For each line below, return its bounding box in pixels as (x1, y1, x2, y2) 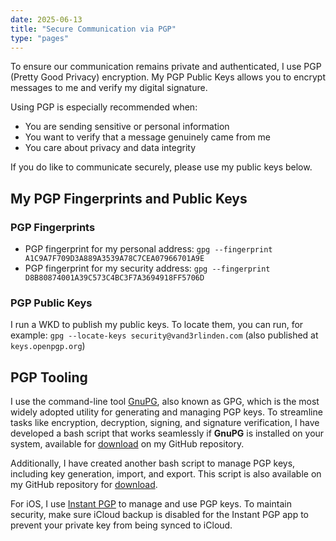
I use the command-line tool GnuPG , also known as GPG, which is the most (10, 396, 320, 408)
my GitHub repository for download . (10, 479, 158, 491)
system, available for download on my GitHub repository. (10, 438, 245, 450)
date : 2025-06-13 (10, 14, 83, 25)
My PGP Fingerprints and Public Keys (10, 190, 248, 207)
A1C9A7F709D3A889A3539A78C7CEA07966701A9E (24, 254, 205, 264)
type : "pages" (10, 33, 70, 43)
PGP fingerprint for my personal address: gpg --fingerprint (24, 243, 273, 255)
